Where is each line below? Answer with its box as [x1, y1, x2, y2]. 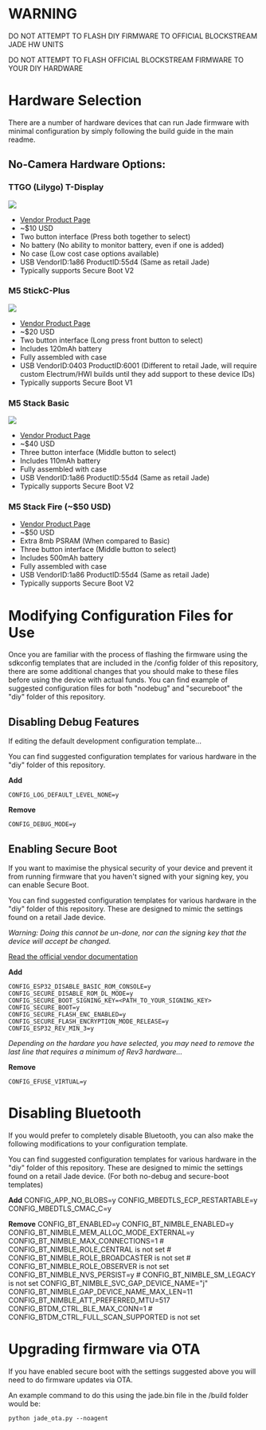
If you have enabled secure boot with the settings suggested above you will [8, 1366, 256, 1376]
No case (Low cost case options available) [19, 249, 159, 258]
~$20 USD [19, 327, 55, 336]
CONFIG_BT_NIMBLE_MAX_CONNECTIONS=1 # [8, 1236, 165, 1245]
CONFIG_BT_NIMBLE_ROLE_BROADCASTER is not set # [8, 1252, 191, 1263]
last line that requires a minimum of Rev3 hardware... [8, 1047, 183, 1056]
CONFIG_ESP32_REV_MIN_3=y [8, 1025, 94, 1032]
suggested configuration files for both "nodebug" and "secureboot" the [8, 684, 243, 693]
